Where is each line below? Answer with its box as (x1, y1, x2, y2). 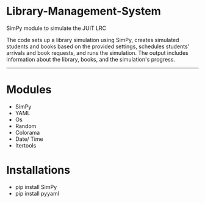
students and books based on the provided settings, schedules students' (6, 43, 190, 50)
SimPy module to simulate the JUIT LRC (6, 24, 107, 32)
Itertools (15, 141, 37, 149)
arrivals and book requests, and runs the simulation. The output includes (6, 49, 189, 56)
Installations (6, 163, 71, 177)
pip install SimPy (15, 183, 57, 190)
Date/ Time (15, 135, 44, 143)
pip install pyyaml (15, 190, 60, 197)
